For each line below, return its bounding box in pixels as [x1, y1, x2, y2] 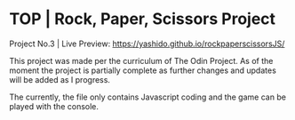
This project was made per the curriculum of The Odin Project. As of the [9, 55, 274, 66]
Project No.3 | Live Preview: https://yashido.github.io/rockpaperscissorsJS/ [9, 38, 285, 49]
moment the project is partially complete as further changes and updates [9, 65, 277, 76]
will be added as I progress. [9, 74, 111, 84]
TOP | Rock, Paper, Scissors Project [9, 9, 276, 29]
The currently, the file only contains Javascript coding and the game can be [9, 92, 287, 102]
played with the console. [9, 100, 100, 111]
